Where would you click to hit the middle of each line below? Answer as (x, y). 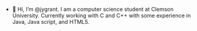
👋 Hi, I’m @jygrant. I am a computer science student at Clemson (93, 9)
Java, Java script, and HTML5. (51, 22)
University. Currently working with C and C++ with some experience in (102, 15)
